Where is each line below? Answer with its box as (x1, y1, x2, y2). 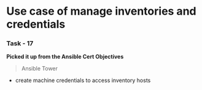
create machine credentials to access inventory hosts (15, 77, 151, 84)
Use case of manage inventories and (6, 4, 196, 18)
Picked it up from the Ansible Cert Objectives (6, 53, 124, 61)
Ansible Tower (21, 65, 58, 72)
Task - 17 (6, 39, 34, 48)
